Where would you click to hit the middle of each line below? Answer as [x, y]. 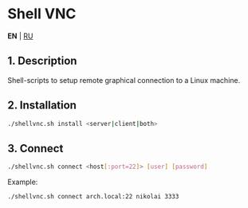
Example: [23, 182]
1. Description [42, 61]
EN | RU [20, 36]
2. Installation [42, 106]
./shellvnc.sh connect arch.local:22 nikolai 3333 [93, 197]
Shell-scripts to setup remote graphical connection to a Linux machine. [124, 80]
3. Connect [35, 148]
